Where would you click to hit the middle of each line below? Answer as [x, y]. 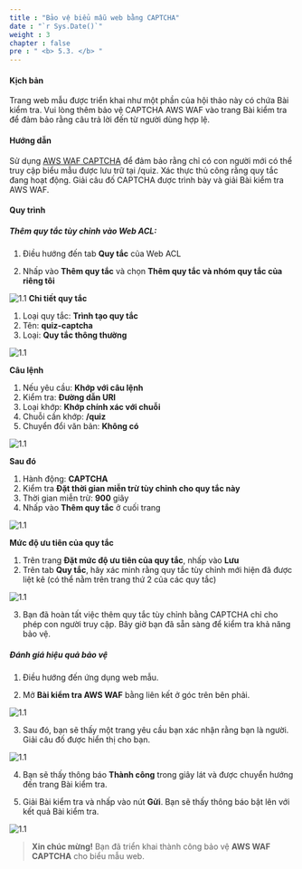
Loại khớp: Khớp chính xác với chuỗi [91, 407]
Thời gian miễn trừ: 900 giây [75, 498]
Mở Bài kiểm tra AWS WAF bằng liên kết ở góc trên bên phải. [136, 695]
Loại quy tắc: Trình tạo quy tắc [80, 316]
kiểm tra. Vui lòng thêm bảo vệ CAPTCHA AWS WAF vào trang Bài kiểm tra [148, 110]
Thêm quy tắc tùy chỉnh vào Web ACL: [83, 231]
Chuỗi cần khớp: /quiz [64, 416]
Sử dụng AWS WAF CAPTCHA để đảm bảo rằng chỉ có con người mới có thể [151, 160]
